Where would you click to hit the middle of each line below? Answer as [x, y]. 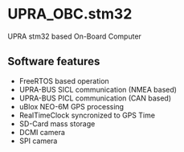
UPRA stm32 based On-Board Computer [75, 36]
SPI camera [38, 141]
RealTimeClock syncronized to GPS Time [87, 115]
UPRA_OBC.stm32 [70, 14]
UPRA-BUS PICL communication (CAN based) [95, 98]
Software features [54, 62]
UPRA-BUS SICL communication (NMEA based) [98, 89]
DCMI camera [42, 132]
